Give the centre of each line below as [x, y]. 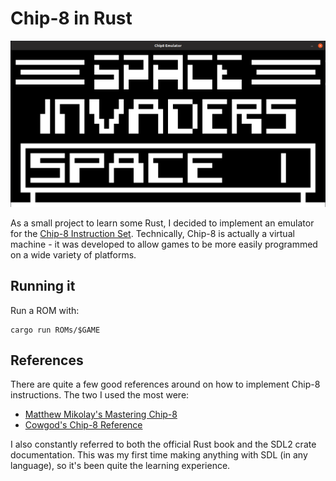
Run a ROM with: [45, 310]
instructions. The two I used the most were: [100, 395]
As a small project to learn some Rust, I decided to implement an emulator [162, 223]
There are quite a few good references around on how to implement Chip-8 [165, 384]
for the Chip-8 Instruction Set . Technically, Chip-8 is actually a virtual [152, 233]
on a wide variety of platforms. [73, 254]
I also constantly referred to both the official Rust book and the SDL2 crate [163, 444]
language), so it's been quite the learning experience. [120, 466]
